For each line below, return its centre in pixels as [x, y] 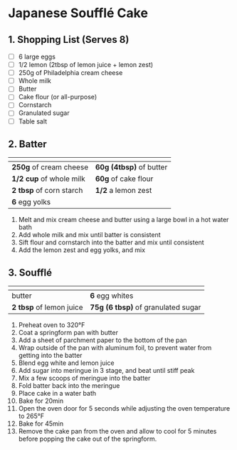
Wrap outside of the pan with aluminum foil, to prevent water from [115, 348]
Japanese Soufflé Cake [78, 13]
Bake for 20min [41, 401]
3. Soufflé [30, 272]
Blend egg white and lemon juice [66, 363]
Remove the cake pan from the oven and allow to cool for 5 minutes [117, 431]
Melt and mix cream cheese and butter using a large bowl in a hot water [123, 220]
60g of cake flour [124, 179]
